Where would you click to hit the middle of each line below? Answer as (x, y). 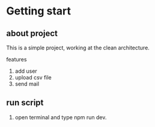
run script (25, 103)
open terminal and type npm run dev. (61, 117)
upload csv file (33, 77)
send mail (27, 84)
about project (32, 33)
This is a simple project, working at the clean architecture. (78, 48)
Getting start (38, 11)
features (17, 59)
